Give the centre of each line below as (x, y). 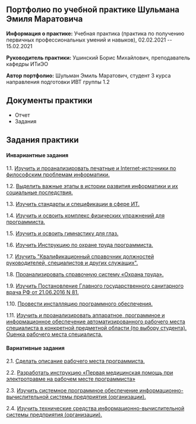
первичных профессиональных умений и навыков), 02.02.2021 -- (89, 40)
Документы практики (49, 101)
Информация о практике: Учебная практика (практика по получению (95, 33)
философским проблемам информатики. (58, 174)
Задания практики (42, 140)
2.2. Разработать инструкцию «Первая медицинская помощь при (90, 373)
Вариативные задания (36, 348)
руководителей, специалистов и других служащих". (72, 263)
